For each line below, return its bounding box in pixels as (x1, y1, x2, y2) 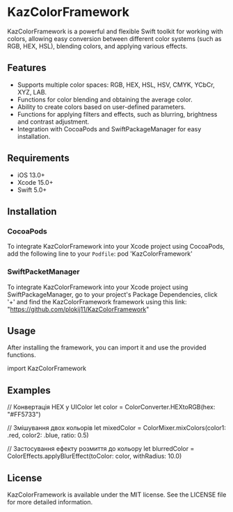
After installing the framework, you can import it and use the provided (7, 343, 207, 352)
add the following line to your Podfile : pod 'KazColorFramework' (7, 249, 193, 258)
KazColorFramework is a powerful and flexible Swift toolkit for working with (7, 27, 224, 35)
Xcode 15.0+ (17, 178, 54, 186)
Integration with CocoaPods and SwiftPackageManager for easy (17, 124, 202, 133)
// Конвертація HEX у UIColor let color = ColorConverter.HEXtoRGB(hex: (7, 403, 216, 411)
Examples (7, 384, 51, 396)
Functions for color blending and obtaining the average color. (17, 95, 193, 104)
